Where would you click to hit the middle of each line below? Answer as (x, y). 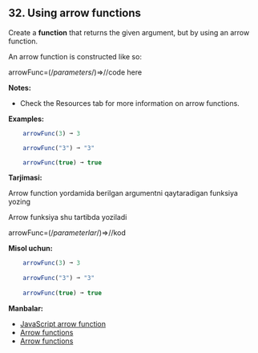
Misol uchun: (31, 249)
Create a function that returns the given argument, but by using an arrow (129, 32)
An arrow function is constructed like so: (75, 56)
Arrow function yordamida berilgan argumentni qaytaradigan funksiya (123, 193)
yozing (19, 202)
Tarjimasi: (25, 178)
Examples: (26, 119)
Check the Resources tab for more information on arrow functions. (130, 103)
